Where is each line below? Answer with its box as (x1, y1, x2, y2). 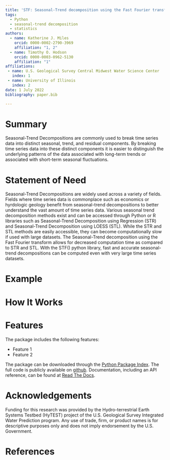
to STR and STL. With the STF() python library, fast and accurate (5, 245, 140, 251)
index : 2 (12, 82, 30, 88)
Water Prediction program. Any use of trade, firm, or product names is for (5, 417, 158, 423)
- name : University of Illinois (7, 78, 76, 83)
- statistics (10, 26, 37, 31)
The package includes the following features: (5, 336, 100, 342)
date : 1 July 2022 (5, 87, 44, 93)
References (5, 446, 55, 457)
